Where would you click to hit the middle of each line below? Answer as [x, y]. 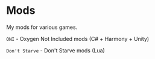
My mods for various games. [42, 27]
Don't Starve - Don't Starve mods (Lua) [56, 50]
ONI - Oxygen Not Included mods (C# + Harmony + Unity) [78, 39]
